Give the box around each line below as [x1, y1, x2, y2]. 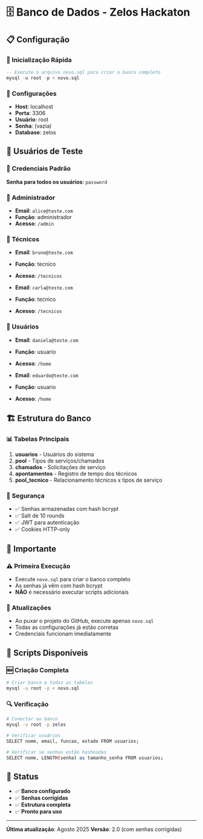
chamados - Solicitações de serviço [14, 464, 106, 471]
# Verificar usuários [6, 732, 61, 739]
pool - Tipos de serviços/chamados [14, 457, 105, 464]
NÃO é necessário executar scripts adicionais [14, 588, 129, 596]
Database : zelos [14, 128, 56, 136]
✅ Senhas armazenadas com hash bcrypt [14, 505, 119, 513]
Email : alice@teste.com [14, 207, 74, 214]
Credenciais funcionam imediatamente [14, 630, 112, 637]
